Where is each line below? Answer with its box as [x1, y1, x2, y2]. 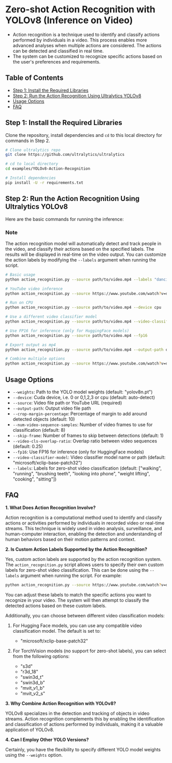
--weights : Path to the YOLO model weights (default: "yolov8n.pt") [12, 389, 153, 395]
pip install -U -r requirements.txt [5, 180, 83, 185]
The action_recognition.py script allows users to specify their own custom [5, 561, 164, 568]
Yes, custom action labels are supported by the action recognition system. [5, 556, 162, 562]
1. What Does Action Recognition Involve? [5, 504, 96, 511]
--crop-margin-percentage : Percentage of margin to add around [12, 410, 147, 416]
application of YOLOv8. [5, 727, 55, 733]
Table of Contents [5, 73, 64, 83]
